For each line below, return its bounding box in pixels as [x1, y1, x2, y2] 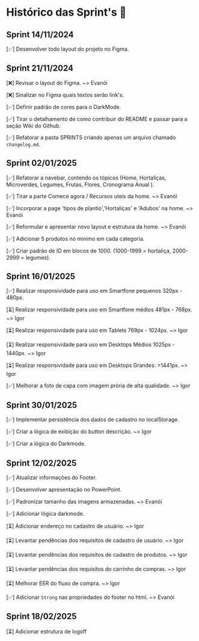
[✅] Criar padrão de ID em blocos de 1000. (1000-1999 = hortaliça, [6, 247, 171, 254]
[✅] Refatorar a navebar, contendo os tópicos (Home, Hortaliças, [6, 174, 167, 181]
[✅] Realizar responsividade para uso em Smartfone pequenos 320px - [6, 287, 182, 295]
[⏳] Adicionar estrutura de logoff [6, 628, 87, 635]
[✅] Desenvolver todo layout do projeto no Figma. [6, 45, 129, 52]
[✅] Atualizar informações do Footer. [6, 474, 97, 481]
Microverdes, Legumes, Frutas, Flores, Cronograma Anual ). [6, 181, 155, 188]
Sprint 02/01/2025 [6, 158, 77, 168]
